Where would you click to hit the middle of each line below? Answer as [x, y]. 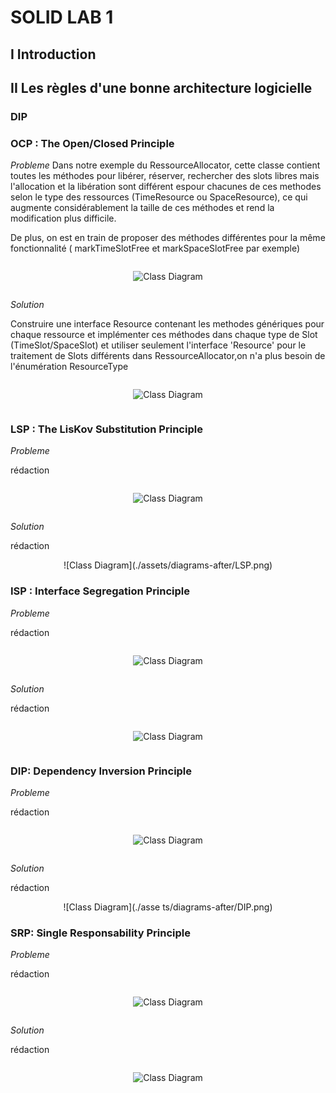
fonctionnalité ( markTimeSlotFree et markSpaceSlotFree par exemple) [155, 248]
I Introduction [53, 54]
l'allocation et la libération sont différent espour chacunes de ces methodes [166, 187]
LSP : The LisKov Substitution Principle [106, 429]
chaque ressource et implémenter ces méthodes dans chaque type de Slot [164, 335]
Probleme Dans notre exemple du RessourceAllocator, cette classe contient [165, 165]
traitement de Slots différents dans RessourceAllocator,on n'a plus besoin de [168, 356]
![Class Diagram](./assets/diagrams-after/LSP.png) [168, 565]
